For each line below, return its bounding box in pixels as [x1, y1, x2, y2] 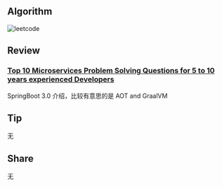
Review [7, 45, 41, 57]
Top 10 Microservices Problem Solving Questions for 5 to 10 [7, 66, 216, 76]
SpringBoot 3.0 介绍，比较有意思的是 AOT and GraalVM [7, 91, 168, 100]
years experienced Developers [7, 75, 115, 84]
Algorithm [7, 6, 53, 18]
